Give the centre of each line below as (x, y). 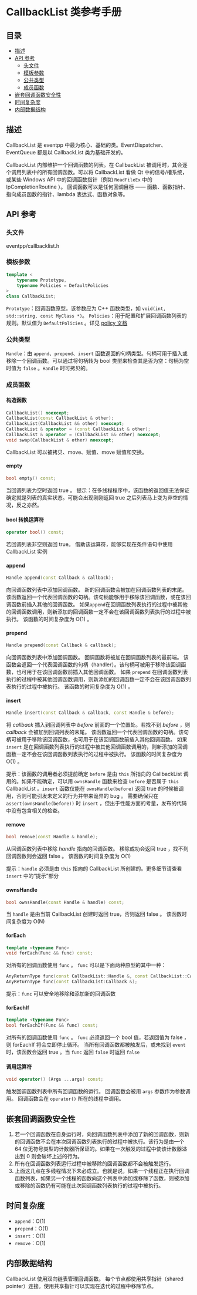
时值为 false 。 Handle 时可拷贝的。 (48, 368)
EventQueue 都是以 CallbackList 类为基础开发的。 (66, 152)
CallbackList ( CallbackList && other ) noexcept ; (65, 424)
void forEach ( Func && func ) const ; (50, 953)
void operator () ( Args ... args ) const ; (55, 1080)
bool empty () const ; (31, 478)
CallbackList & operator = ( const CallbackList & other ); (78, 429)
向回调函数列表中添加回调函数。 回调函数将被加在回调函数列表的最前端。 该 (97, 657)
